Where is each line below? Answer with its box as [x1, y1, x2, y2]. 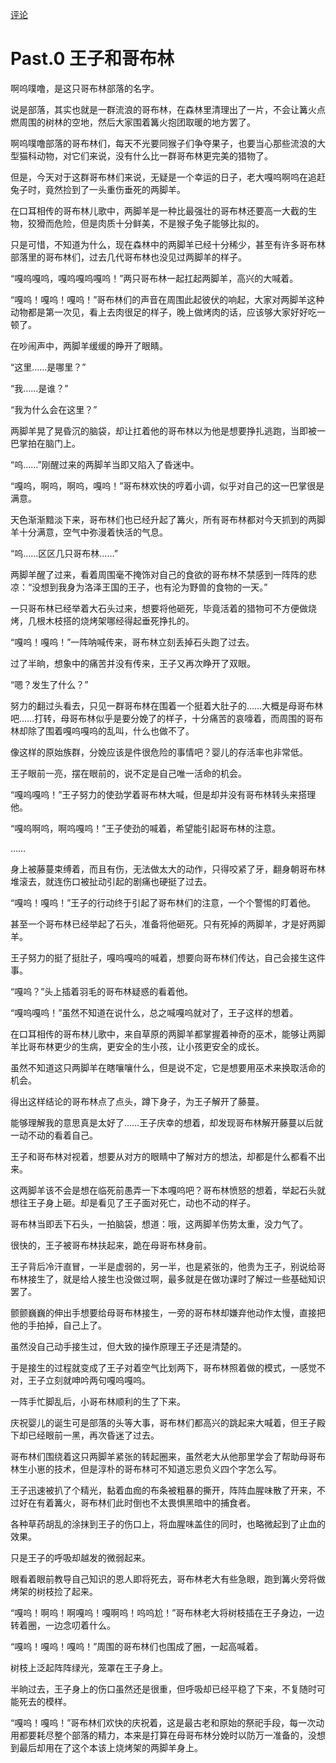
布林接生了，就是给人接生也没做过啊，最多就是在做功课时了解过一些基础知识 [10, 1273, 326, 1285]
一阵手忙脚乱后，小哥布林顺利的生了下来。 [10, 1395, 186, 1407]
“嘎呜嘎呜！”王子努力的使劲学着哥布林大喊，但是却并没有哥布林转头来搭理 [10, 788, 317, 800]
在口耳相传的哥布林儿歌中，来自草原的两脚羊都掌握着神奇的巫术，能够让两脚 [10, 1028, 326, 1040]
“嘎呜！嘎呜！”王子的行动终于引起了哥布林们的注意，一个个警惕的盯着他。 [10, 896, 317, 908]
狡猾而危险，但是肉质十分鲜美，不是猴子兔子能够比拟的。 [27, 217, 265, 229]
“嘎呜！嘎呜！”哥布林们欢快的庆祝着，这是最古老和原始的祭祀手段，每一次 [10, 1716, 317, 1728]
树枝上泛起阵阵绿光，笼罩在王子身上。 [10, 1661, 168, 1673]
